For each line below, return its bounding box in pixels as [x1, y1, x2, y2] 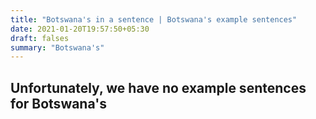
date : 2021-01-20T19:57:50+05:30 [10, 24, 150, 34]
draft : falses [10, 33, 70, 43]
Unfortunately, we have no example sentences [10, 79, 307, 96]
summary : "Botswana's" [10, 42, 105, 53]
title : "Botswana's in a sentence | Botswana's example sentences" [10, 14, 298, 25]
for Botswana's [10, 95, 107, 112]
